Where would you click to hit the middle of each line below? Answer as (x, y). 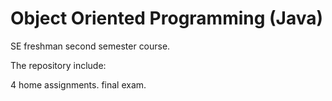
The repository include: (58, 65)
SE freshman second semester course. (90, 46)
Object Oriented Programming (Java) (167, 18)
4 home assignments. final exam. (78, 84)
